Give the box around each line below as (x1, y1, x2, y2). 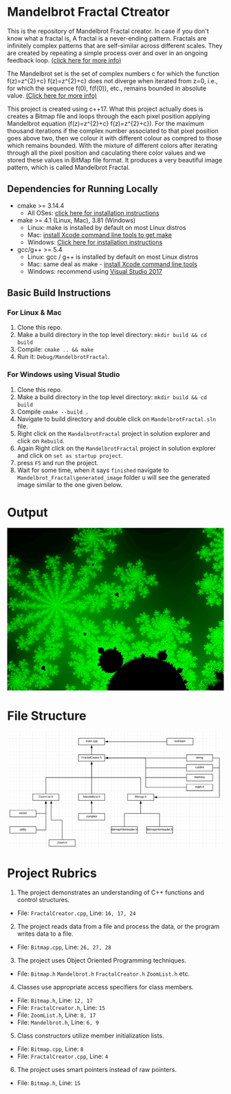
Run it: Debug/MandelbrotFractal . (16, 352, 110, 361)
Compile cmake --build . (16, 407, 89, 416)
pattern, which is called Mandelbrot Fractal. (7, 163, 131, 171)
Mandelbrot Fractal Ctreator (7, 4, 170, 20)
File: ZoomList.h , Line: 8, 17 (16, 1011, 96, 1019)
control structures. (16, 895, 70, 903)
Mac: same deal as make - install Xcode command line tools (27, 259, 198, 268)
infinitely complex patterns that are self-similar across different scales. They (7, 41, 223, 50)
